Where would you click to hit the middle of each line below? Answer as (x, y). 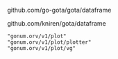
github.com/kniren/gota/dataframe (57, 23)
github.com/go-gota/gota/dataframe (59, 10)
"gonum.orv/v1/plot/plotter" (49, 42)
